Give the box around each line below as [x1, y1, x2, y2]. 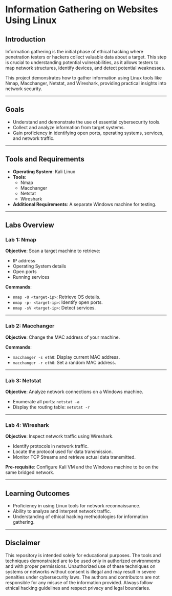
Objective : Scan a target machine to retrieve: [5, 248, 101, 254]
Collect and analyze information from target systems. [12, 124, 125, 130]
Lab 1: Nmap [5, 236, 37, 243]
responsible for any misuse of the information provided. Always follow [5, 579, 153, 585]
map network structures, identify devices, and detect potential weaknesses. [5, 65, 165, 71]
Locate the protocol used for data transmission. [12, 448, 113, 455]
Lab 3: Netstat [5, 377, 41, 384]
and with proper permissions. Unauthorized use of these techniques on [5, 563, 156, 569]
